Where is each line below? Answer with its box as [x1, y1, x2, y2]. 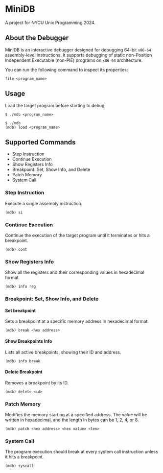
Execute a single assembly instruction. [5, 200, 83, 206]
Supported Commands [5, 138, 76, 146]
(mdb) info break [5, 358, 41, 363]
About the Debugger [5, 34, 69, 42]
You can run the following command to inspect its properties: [5, 67, 128, 72]
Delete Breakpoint [5, 369, 43, 375]
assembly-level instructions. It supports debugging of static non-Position [5, 52, 152, 58]
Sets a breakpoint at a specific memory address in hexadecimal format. [5, 318, 149, 324]
